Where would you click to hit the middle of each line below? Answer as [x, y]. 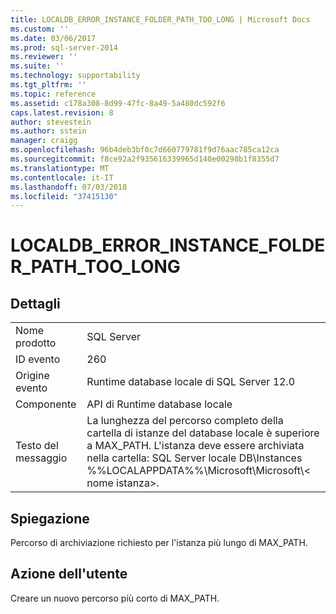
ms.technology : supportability [75, 76]
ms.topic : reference [53, 94]
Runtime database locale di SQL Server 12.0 [191, 382]
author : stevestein [51, 122]
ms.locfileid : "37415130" [64, 196]
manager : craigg [44, 141]
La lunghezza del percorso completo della [185, 421]
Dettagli [35, 303]
